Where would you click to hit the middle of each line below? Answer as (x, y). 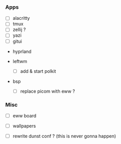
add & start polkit (38, 71)
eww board (24, 116)
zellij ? (19, 30)
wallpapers (24, 126)
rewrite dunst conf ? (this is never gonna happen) (64, 136)
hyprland (22, 51)
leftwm (20, 61)
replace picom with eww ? (48, 91)
